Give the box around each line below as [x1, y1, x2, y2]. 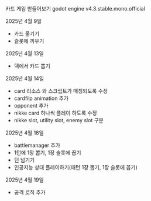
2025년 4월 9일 [5, 18, 42, 25]
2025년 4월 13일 [5, 50, 44, 57]
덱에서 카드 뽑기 [13, 62, 50, 69]
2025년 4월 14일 [5, 75, 44, 82]
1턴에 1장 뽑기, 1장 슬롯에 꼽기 [13, 149, 81, 156]
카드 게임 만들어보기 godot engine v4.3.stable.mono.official [5, 5, 146, 12]
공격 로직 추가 [13, 189, 46, 196]
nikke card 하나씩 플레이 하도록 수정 [13, 109, 97, 116]
